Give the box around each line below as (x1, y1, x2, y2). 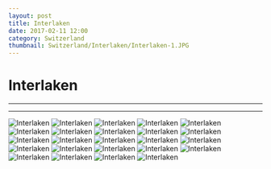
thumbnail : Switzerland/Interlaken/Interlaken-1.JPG (8, 42, 190, 50)
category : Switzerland (8, 34, 85, 43)
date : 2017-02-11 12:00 (8, 27, 89, 35)
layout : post (8, 11, 52, 20)
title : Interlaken (8, 19, 70, 27)
